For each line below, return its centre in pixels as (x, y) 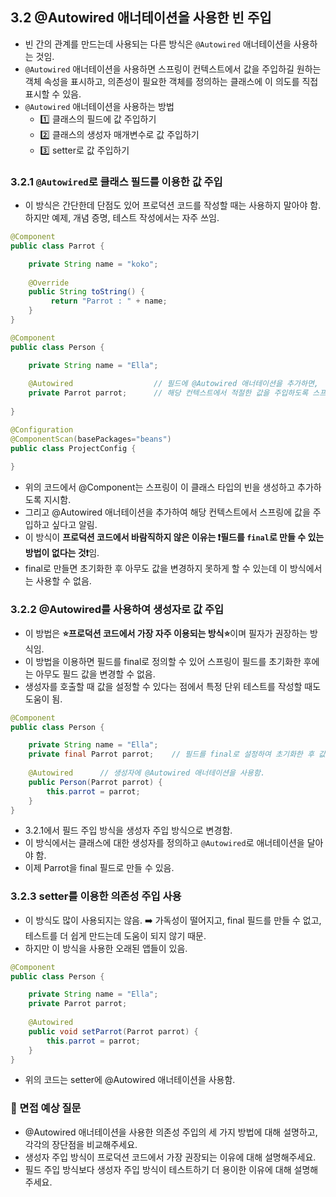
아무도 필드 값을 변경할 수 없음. (95, 674)
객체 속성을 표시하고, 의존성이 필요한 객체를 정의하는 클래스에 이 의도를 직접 (171, 81)
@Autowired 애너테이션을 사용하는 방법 (99, 106)
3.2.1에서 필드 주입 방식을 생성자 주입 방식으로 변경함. (128, 830)
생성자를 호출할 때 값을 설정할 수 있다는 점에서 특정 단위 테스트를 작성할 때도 (173, 686)
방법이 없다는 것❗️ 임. (62, 553)
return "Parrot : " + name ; (109, 301)
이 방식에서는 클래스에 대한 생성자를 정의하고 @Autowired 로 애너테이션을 (164, 843)
